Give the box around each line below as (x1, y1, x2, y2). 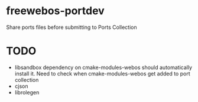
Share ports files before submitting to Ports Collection (6, 24, 137, 31)
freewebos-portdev (6, 4, 105, 18)
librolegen (14, 88, 40, 96)
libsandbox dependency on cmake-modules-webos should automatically (14, 64, 193, 71)
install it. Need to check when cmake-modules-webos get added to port (14, 70, 190, 77)
